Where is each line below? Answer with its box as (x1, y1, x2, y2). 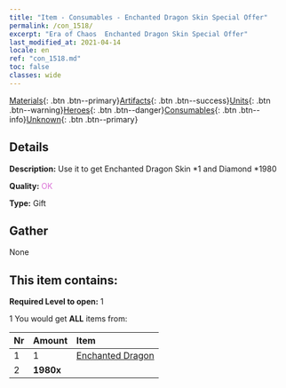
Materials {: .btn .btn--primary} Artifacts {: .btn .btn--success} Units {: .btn (9, 95, 271, 106)
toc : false (9, 63, 50, 72)
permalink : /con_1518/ (9, 21, 93, 30)
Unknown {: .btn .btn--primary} (26, 114, 139, 124)
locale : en (9, 46, 50, 55)
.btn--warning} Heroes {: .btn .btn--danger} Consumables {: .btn (9, 104, 237, 115)
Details (9, 139, 49, 155)
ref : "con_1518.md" (9, 54, 82, 63)
